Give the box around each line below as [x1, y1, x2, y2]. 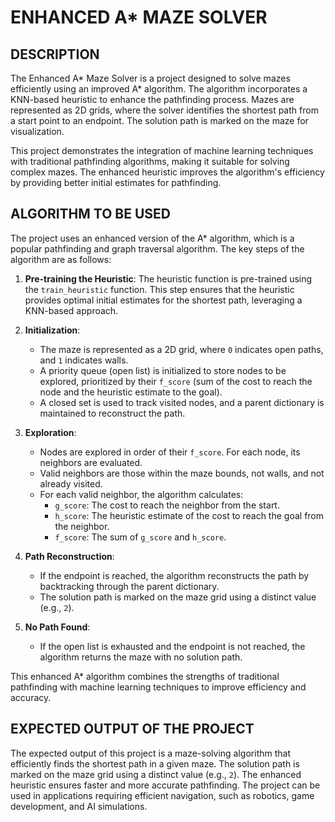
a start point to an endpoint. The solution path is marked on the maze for [10, 115, 309, 126]
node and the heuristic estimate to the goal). [39, 386, 223, 398]
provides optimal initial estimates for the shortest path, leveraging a [24, 294, 303, 306]
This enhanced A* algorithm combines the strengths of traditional [10, 670, 280, 682]
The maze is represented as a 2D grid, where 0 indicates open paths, [39, 343, 324, 355]
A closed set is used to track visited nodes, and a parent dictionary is [39, 396, 325, 408]
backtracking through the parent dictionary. [39, 580, 220, 592]
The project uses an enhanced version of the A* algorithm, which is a [10, 232, 295, 244]
